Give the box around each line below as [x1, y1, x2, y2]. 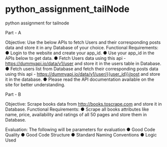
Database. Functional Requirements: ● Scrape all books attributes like [5, 106, 150, 112]
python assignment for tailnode [5, 20, 70, 26]
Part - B [5, 91, 21, 97]
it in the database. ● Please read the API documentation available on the [5, 76, 155, 82]
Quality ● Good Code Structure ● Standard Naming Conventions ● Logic [5, 132, 157, 138]
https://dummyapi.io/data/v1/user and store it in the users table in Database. [5, 60, 162, 66]
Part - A [5, 29, 21, 35]
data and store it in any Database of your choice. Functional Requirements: [5, 44, 159, 50]
